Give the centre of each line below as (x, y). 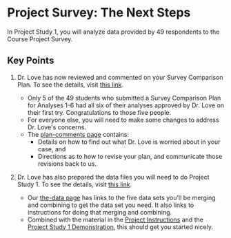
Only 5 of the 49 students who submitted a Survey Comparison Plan (124, 98)
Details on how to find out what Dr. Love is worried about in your (129, 142)
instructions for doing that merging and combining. (100, 212)
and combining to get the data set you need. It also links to (111, 205)
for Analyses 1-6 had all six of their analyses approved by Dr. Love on (126, 105)
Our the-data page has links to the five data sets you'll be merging (121, 197)
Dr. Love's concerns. (57, 127)
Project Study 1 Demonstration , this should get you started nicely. (120, 227)
